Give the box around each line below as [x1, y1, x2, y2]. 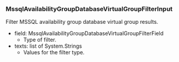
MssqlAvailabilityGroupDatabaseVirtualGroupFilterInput [5, 5, 173, 13]
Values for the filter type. [23, 49, 85, 56]
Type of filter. [23, 36, 57, 44]
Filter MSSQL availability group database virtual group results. [5, 18, 159, 26]
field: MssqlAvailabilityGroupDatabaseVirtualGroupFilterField [14, 30, 164, 37]
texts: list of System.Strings [14, 42, 82, 49]
